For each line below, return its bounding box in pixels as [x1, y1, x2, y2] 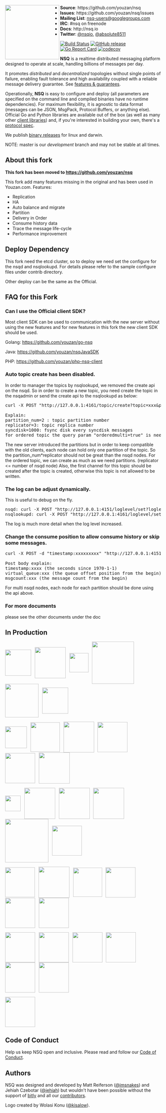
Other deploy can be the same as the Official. [5, 278, 97, 284]
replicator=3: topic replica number [5, 422, 94, 428]
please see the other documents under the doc [5, 614, 101, 620]
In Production [5, 628, 48, 636]
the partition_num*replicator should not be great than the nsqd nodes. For [5, 452, 156, 458]
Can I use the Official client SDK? [5, 308, 86, 315]
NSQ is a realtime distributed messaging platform [60, 56, 161, 62]
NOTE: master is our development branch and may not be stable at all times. [5, 142, 160, 148]
